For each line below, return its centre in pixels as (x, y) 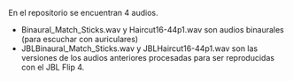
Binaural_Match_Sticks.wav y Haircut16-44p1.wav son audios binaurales (152, 29)
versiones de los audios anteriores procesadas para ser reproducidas (148, 58)
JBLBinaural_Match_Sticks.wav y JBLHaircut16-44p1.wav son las (139, 48)
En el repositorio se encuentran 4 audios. (83, 13)
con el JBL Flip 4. (53, 67)
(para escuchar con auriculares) (80, 39)
